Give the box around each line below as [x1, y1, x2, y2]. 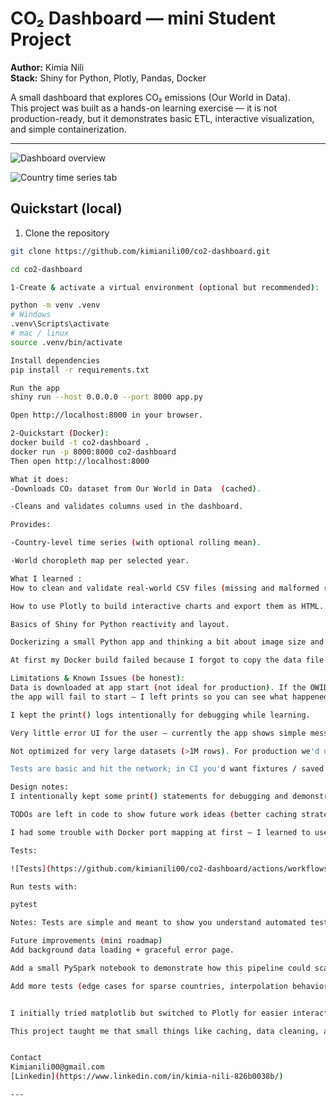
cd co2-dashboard [10, 264, 83, 274]
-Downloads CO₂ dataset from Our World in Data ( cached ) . [10, 483, 262, 494]
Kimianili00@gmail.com [10, 1062, 105, 1072]
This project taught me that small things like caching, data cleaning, [10, 1026, 320, 1036]
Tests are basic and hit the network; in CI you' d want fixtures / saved [10, 764, 325, 774]
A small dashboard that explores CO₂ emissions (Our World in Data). [10, 91, 291, 103]
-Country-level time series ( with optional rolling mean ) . [10, 538, 262, 548]
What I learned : [10, 573, 83, 584]
